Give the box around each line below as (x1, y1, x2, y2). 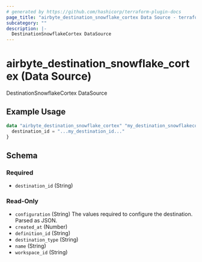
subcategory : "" (6, 20, 47, 26)
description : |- (6, 25, 47, 32)
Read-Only (6, 197, 39, 206)
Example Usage (6, 107, 66, 117)
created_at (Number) (14, 223, 68, 231)
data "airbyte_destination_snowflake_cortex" (6, 122, 122, 129)
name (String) (14, 242, 46, 249)
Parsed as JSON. (14, 217, 58, 224)
